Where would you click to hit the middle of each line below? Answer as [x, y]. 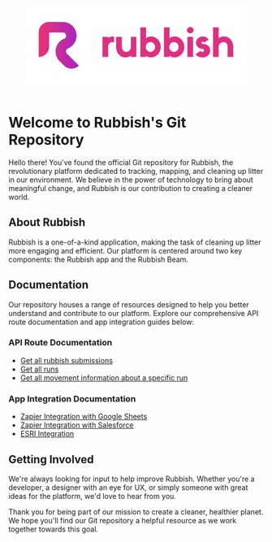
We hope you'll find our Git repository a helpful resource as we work [123, 520]
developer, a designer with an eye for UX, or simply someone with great [128, 487]
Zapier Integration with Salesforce [77, 425]
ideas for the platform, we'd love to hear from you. [93, 496]
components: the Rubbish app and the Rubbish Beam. [99, 259]
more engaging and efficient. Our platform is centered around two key [125, 250]
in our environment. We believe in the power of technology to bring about [131, 180]
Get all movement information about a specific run [104, 377]
